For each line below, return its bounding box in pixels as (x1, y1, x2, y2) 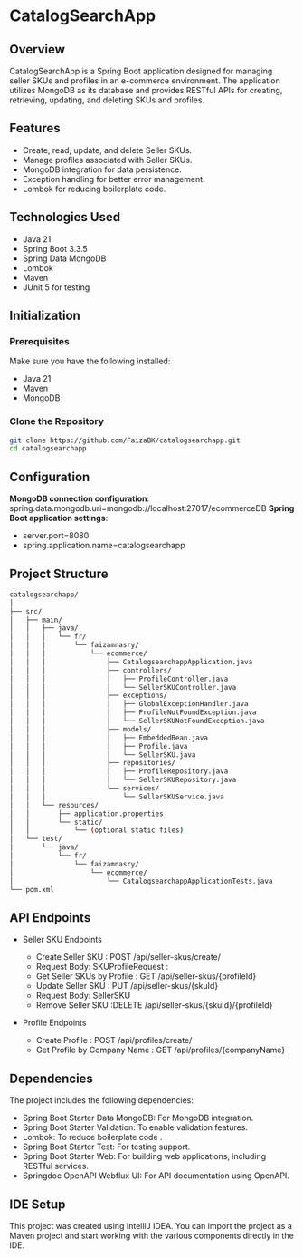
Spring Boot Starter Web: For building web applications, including (22, 1151, 267, 1162)
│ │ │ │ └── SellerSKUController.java (9, 682, 237, 692)
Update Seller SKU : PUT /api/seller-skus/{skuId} (35, 981, 219, 992)
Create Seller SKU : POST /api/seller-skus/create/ (35, 952, 222, 963)
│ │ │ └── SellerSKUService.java (9, 792, 224, 801)
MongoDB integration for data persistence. (22, 164, 183, 175)
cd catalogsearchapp (9, 444, 88, 453)
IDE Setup (9, 1196, 66, 1212)
